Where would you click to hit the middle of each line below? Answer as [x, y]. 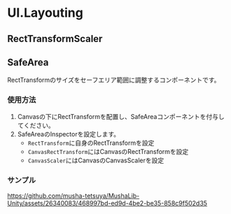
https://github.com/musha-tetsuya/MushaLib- [73, 195]
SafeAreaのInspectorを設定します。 [69, 134]
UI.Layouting [45, 13]
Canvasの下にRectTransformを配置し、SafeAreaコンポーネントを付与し [121, 116]
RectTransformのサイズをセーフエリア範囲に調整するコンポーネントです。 [114, 80]
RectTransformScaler [55, 39]
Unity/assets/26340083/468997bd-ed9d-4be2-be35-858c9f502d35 [107, 203]
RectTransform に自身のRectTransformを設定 [91, 143]
